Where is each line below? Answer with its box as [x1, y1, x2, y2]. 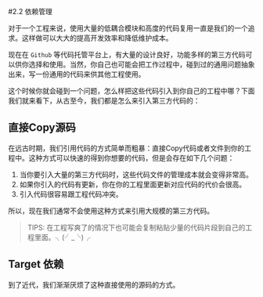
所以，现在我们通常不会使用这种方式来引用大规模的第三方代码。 [8, 206, 214, 216]
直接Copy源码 [8, 121, 76, 135]
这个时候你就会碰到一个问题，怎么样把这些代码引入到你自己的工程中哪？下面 [8, 86, 255, 96]
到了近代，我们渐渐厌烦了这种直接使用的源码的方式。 [8, 280, 180, 289]
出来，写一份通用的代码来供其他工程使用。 [8, 70, 146, 78]
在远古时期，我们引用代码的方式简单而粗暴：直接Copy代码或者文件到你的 [8, 143, 245, 153]
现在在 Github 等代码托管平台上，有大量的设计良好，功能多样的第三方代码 [8, 50, 246, 59]
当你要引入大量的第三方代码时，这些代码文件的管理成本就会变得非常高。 [19, 169, 253, 179]
